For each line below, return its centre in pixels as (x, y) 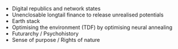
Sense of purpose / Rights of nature (56, 40)
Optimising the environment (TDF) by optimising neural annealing (92, 27)
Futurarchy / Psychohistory (45, 34)
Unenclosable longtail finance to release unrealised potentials (88, 15)
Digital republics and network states (56, 9)
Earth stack (26, 21)
